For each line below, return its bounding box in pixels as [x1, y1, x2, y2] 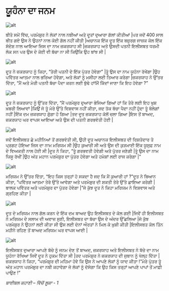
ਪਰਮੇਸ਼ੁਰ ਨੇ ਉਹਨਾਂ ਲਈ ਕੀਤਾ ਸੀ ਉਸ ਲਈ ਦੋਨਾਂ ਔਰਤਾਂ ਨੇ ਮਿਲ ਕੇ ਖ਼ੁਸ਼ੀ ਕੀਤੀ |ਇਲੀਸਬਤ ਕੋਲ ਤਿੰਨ [6, 222, 163, 228]
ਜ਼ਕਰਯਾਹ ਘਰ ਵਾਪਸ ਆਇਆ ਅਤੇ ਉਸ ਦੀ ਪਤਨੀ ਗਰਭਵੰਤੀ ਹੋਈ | [6, 116, 113, 123]
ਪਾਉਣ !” [6, 269, 21, 275]
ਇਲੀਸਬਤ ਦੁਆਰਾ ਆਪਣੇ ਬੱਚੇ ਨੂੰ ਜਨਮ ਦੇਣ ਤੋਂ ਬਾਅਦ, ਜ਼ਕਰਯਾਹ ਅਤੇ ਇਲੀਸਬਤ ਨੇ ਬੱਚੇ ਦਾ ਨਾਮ [6, 247, 159, 253]
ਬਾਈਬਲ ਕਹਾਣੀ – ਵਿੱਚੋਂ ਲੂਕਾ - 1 [6, 279, 59, 285]
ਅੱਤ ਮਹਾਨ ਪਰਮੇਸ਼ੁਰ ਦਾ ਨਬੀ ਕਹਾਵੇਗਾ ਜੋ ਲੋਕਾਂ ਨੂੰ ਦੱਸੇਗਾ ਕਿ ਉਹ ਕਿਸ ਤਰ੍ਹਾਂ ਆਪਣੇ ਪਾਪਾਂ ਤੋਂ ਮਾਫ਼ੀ [6, 264, 162, 270]
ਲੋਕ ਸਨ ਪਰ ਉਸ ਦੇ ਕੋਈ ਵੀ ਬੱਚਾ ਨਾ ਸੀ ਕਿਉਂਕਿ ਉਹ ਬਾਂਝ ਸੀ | [6, 48, 106, 55]
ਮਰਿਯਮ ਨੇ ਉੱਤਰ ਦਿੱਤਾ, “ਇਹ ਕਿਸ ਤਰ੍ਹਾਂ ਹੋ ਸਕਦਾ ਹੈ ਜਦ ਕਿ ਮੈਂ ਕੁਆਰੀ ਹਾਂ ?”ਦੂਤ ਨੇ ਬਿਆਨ [6, 173, 156, 179]
